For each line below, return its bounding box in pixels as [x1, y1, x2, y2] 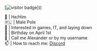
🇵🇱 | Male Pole [4, 19, 36, 25]
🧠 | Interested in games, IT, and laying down [4, 25, 93, 30]
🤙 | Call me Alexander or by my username [4, 35, 88, 41]
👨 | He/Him [4, 14, 27, 19]
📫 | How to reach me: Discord [4, 40, 65, 46]
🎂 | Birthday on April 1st [4, 30, 51, 35]
